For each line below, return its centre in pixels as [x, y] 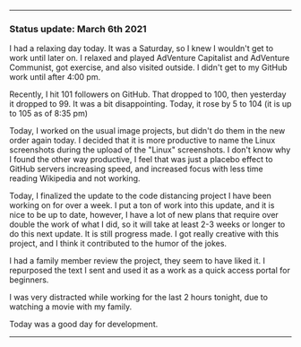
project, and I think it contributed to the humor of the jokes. [118, 244]
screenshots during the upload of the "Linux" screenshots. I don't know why [150, 150]
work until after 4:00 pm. [55, 77]
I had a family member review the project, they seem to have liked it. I [138, 261]
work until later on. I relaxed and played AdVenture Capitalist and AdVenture [150, 58]
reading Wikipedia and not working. [75, 178]
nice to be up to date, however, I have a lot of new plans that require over [144, 215]
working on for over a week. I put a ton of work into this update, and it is [142, 205]
